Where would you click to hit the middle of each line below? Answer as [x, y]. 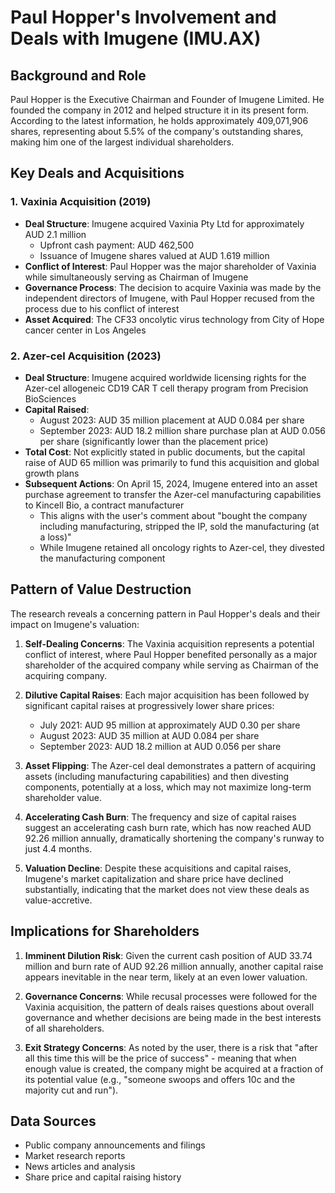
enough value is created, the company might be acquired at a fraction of [174, 1068]
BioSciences [50, 398]
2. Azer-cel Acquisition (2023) [86, 356]
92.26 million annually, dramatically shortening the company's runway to [174, 838]
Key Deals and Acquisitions [97, 173]
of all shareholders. [64, 1028]
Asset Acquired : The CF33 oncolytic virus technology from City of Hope [174, 319]
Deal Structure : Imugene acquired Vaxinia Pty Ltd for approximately [164, 223]
